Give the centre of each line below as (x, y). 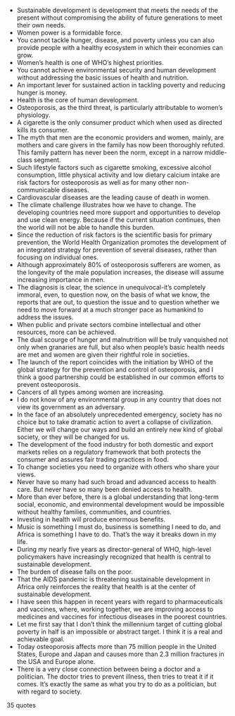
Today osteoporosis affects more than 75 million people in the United (116, 647)
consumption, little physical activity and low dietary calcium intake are (118, 175)
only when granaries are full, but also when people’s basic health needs (121, 347)
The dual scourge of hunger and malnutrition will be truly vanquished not (122, 340)
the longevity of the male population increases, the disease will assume (120, 272)
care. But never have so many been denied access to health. (104, 489)
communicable (38, 190)
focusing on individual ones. (58, 257)
